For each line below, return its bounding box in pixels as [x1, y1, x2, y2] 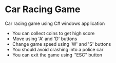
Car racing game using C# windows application [5, 20, 105, 26]
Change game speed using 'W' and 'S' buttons [12, 41, 111, 47]
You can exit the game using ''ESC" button [12, 52, 103, 58]
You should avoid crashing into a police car [12, 46, 104, 52]
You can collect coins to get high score [12, 30, 95, 36]
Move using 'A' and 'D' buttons [12, 36, 78, 42]
